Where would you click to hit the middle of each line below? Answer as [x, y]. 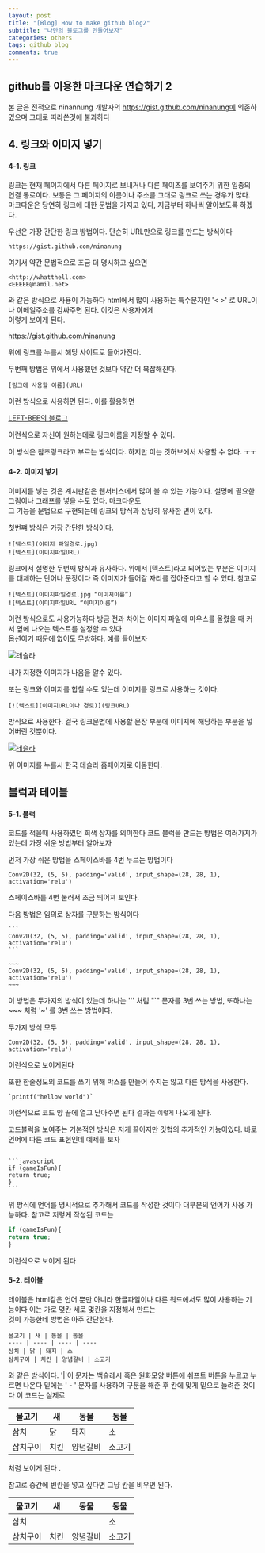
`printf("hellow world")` [51, 1097]
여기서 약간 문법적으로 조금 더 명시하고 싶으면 [78, 263]
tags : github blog [38, 45]
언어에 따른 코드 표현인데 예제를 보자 [64, 1140]
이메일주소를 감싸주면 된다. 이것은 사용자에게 [85, 310]
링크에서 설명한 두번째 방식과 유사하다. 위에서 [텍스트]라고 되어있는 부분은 [121, 568]
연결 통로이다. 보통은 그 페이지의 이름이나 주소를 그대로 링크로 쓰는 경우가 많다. [129, 195]
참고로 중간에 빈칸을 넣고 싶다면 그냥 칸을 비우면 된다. [90, 1485]
